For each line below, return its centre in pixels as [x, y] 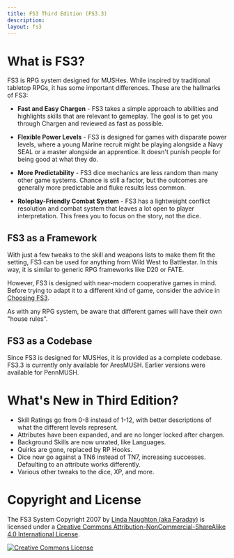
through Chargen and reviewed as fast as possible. [90, 123]
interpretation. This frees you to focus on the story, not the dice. [109, 216]
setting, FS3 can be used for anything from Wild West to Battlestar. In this [112, 262]
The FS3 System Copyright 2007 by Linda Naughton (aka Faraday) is [106, 519]
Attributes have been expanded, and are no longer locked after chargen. [121, 435]
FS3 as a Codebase [50, 341]
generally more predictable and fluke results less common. [101, 188]
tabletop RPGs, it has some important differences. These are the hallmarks [114, 88]
